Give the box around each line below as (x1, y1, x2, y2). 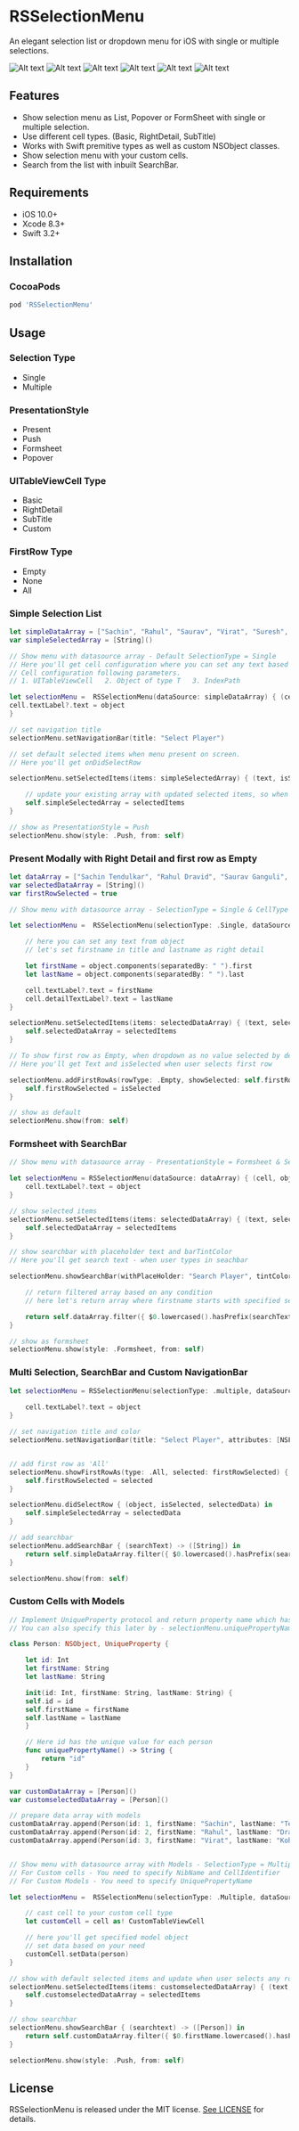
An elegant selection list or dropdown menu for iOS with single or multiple (9, 36, 279, 46)
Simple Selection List (9, 607, 102, 619)
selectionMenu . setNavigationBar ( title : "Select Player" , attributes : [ (9, 1436, 280, 1445)
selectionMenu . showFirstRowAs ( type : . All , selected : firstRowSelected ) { (9, 1468, 289, 1477)
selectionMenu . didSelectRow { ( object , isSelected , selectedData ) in (9, 1500, 273, 1510)
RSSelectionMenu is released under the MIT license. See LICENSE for (9, 2104, 264, 2115)
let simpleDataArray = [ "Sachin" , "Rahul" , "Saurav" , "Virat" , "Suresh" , (9, 627, 289, 636)
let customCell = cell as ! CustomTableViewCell (25, 1917, 205, 1926)
